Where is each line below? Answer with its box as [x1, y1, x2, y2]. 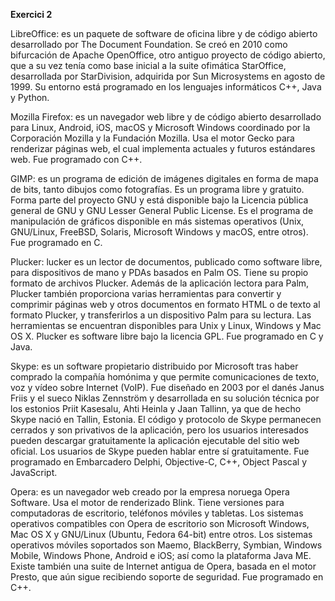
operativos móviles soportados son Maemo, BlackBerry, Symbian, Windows [10, 539, 323, 551]
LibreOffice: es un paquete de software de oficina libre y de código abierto [10, 28, 318, 39]
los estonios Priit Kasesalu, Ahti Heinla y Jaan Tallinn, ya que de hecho [10, 403, 302, 414]
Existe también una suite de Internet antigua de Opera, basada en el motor [10, 560, 317, 572]
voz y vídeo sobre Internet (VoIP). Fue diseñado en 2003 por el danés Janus [10, 382, 325, 393]
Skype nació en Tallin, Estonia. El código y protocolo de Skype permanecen [10, 414, 322, 425]
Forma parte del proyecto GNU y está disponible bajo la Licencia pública [10, 194, 309, 206]
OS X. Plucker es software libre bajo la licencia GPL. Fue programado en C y [10, 330, 324, 342]
